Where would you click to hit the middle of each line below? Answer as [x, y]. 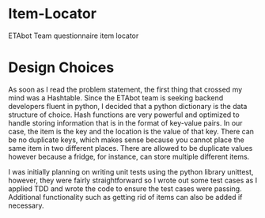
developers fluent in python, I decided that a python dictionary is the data [128, 106]
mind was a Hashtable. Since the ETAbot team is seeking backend [116, 98]
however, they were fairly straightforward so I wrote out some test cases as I [133, 180]
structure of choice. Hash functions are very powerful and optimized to [124, 115]
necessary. [26, 205]
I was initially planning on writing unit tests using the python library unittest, [131, 171]
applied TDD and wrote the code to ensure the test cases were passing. [125, 188]
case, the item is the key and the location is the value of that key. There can [131, 131]
